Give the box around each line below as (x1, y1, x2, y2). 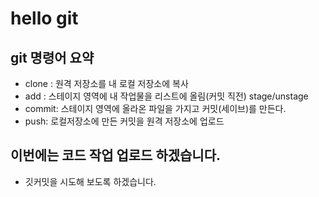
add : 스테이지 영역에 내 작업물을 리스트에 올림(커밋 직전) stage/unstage (24, 90, 309, 102)
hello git (10, 7, 79, 30)
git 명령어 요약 (10, 49, 95, 66)
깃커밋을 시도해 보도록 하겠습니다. (24, 175, 157, 187)
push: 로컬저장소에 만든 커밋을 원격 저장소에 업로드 (24, 115, 225, 127)
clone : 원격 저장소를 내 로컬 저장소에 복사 (24, 78, 189, 89)
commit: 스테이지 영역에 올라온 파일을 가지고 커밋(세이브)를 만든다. (24, 103, 287, 114)
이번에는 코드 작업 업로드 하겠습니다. (10, 147, 222, 164)
